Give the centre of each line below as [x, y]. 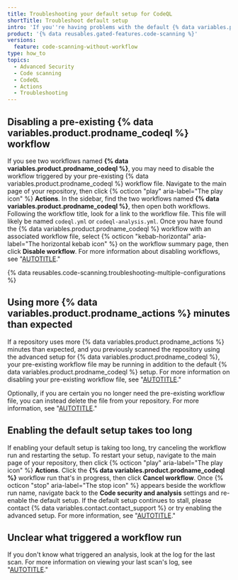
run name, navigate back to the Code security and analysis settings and [113, 493]
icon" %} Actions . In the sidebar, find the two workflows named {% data [113, 199]
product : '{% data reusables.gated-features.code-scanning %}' [103, 34]
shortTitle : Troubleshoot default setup [68, 21]
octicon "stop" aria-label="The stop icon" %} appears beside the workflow [117, 485]
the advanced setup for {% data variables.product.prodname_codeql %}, [114, 357]
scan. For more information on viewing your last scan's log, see [100, 562]
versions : [22, 40]
